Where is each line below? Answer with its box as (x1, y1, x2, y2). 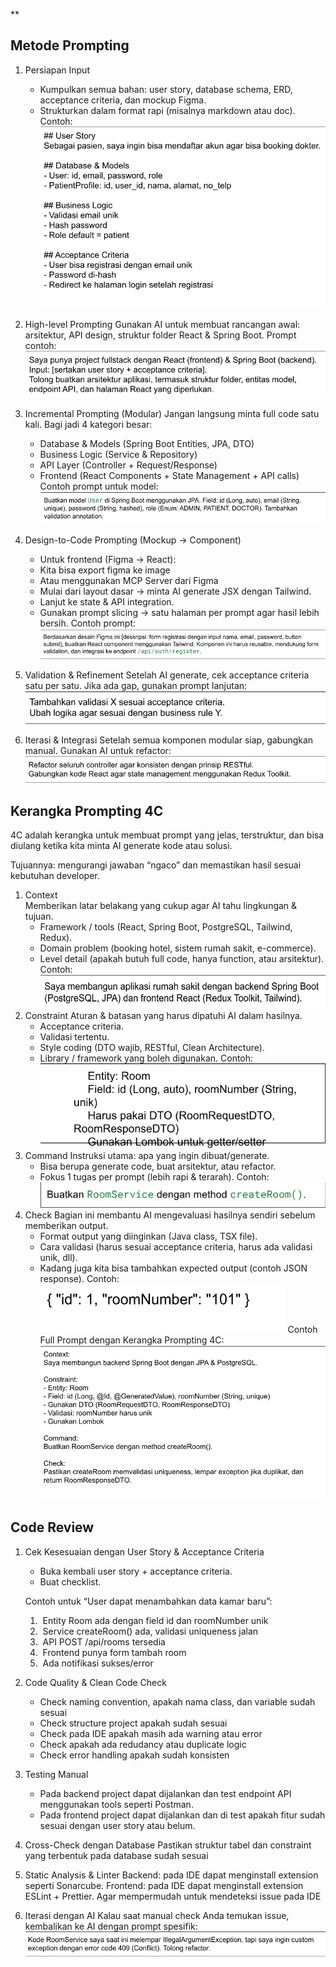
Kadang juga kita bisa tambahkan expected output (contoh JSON (39, 1262, 308, 1274)
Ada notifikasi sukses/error (42, 1657, 154, 1669)
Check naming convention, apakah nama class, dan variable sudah (39, 1695, 316, 1708)
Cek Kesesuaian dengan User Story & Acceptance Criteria (24, 1545, 265, 1558)
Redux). (39, 932, 73, 943)
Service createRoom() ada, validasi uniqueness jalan (42, 1625, 259, 1637)
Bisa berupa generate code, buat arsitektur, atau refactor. (39, 1160, 277, 1172)
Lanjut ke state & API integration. (39, 595, 175, 608)
